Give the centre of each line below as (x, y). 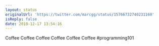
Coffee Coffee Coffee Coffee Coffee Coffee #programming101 (70, 38)
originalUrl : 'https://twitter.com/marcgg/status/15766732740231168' (80, 14)
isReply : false (21, 19)
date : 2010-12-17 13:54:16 (34, 24)
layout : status (21, 10)
